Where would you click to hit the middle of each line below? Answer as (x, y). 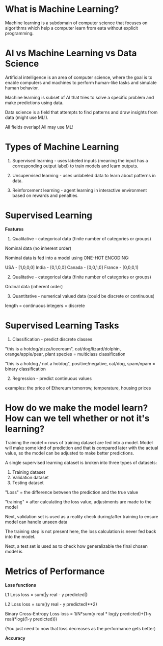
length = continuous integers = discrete (45, 305)
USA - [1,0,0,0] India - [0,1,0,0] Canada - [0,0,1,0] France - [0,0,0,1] (72, 267)
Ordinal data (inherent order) (34, 286)
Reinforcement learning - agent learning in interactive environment (80, 190)
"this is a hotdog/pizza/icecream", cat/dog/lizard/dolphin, (63, 348)
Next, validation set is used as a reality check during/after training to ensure (82, 516)
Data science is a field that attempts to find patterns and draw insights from (81, 112)
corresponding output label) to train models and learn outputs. (75, 166)
